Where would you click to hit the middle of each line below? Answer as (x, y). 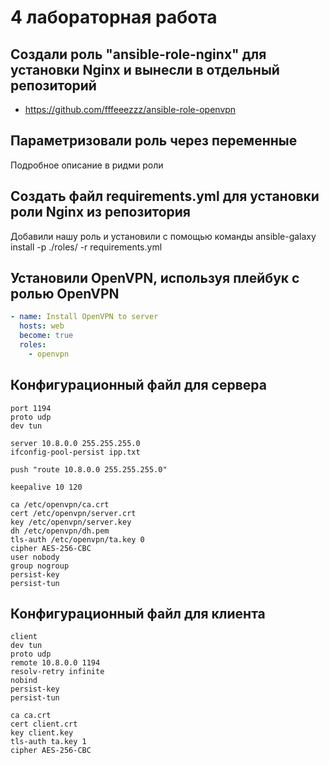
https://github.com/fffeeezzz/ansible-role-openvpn (130, 109)
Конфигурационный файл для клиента (138, 614)
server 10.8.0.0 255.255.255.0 (75, 443)
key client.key (42, 733)
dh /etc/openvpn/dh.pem (60, 531)
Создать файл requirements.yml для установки (165, 196)
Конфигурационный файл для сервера (138, 385)
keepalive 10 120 (46, 487)
